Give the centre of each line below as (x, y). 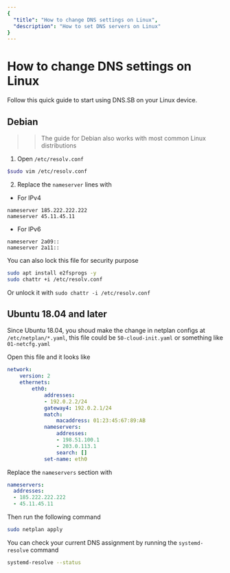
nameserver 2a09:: (33, 242)
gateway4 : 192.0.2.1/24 (78, 408)
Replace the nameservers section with (60, 472)
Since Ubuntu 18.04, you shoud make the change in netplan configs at (106, 331)
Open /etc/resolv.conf (50, 159)
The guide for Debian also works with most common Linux (123, 138)
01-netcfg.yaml (29, 344)
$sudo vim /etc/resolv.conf (47, 172)
